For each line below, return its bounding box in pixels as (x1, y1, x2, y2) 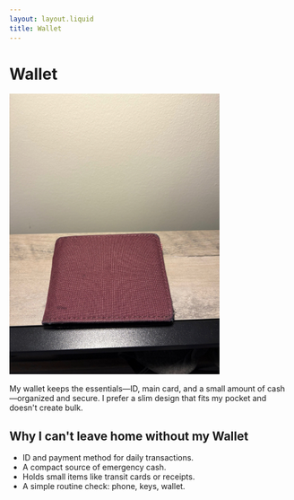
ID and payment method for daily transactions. (22, 452, 195, 463)
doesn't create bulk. (9, 402, 83, 413)
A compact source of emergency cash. (22, 462, 167, 473)
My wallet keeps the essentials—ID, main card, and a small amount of (9, 383, 266, 394)
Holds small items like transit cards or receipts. (22, 471, 195, 482)
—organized (9, 393, 55, 404)
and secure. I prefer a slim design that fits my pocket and (56, 393, 267, 404)
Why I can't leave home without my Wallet (9, 428, 249, 443)
